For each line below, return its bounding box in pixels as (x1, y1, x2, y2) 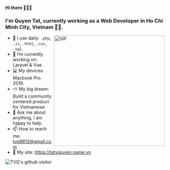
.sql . (12, 46, 24, 52)
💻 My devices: (12, 67, 44, 73)
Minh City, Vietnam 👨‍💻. (5, 23, 63, 30)
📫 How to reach (12, 125, 47, 132)
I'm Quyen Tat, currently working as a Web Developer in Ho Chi (5, 17, 163, 24)
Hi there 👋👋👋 (5, 5, 32, 11)
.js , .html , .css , (12, 40, 47, 46)
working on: (12, 56, 38, 62)
